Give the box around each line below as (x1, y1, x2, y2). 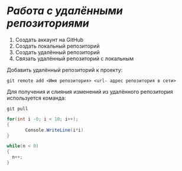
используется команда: (6, 94, 67, 101)
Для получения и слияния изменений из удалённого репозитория (6, 88, 173, 95)
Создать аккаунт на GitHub (15, 36, 84, 43)
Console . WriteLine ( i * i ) (25, 127, 84, 133)
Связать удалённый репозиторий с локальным (15, 55, 134, 62)
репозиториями (6, 17, 89, 30)
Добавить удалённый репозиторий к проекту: (6, 66, 123, 73)
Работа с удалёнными (6, 4, 123, 18)
